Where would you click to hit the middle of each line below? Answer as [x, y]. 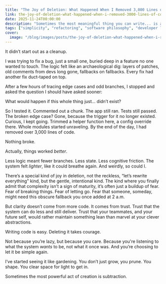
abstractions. [19, 222]
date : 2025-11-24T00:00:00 [33, 19]
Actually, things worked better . [36, 151]
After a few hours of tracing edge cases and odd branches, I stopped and [80, 86]
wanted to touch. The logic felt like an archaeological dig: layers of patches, [82, 66]
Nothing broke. [20, 141]
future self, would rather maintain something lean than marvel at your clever [82, 217]
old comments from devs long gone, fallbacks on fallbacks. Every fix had [79, 71]
